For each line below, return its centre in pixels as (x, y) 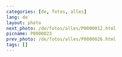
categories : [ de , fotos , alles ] (46, 12)
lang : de (17, 17)
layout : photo (24, 23)
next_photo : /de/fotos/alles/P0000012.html (61, 28)
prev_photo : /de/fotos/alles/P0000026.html (61, 39)
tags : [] (17, 45)
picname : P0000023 (29, 34)
